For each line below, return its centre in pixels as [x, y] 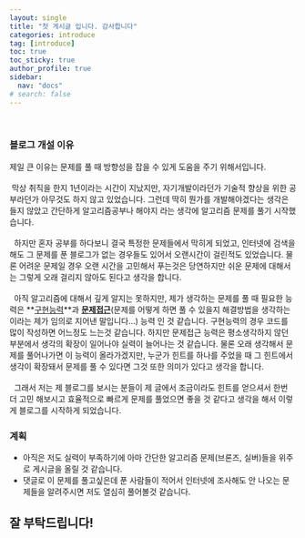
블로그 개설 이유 [42, 145]
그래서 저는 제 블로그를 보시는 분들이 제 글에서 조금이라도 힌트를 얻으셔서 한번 [151, 387]
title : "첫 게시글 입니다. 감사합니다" [74, 26]
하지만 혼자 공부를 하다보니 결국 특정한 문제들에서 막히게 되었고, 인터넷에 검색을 [154, 243]
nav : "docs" [41, 86]
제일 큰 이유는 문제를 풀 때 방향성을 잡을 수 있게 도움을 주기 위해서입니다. [138, 167]
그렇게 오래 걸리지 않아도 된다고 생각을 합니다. [100, 277]
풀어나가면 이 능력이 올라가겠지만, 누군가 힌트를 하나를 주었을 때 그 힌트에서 [160, 355]
